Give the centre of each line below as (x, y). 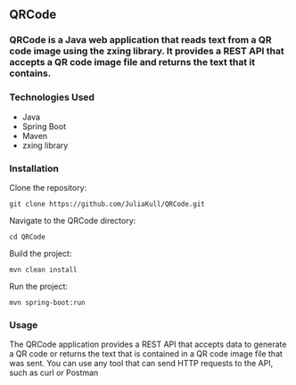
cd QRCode (28, 237)
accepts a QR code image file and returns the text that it (132, 62)
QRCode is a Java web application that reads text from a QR (140, 40)
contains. (30, 73)
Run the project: (39, 286)
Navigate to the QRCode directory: (73, 220)
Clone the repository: (48, 187)
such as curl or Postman (54, 373)
